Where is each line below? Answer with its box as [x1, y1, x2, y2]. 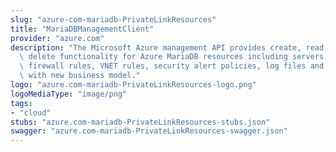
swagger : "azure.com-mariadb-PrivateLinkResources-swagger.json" [10, 126, 288, 136]
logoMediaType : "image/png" [10, 89, 128, 99]
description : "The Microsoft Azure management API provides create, [10, 42, 302, 53]
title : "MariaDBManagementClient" [10, 24, 155, 34]
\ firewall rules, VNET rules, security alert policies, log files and [19, 61, 325, 71]
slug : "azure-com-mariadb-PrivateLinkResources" [10, 14, 217, 25]
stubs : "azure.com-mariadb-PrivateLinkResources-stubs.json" [10, 117, 271, 127]
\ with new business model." [19, 71, 141, 81]
